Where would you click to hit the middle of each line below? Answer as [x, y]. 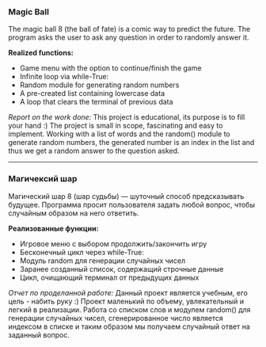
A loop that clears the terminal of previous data [96, 102]
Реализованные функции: [53, 228]
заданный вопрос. [39, 334]
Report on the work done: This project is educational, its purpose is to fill [127, 117]
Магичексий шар [43, 179]
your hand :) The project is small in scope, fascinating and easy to [116, 126]
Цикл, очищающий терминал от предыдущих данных [109, 277]
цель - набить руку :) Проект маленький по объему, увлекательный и [126, 301]
